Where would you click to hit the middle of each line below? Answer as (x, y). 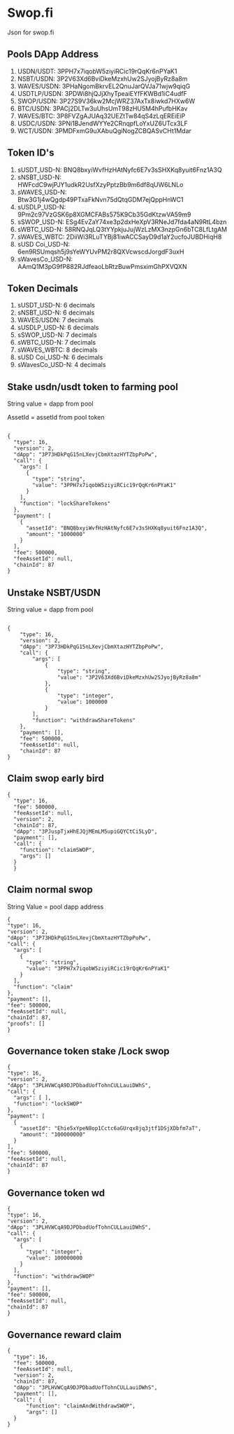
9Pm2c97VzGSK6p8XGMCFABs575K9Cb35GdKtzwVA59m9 (104, 214)
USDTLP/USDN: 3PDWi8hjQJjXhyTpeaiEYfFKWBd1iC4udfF (102, 93)
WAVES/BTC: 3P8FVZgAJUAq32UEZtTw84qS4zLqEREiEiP (101, 116)
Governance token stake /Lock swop (88, 1051)
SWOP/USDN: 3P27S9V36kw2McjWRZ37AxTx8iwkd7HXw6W (106, 101)
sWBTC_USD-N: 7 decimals (57, 343)
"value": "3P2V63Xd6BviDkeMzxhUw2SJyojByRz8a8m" (129, 677)
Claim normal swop (50, 890)
